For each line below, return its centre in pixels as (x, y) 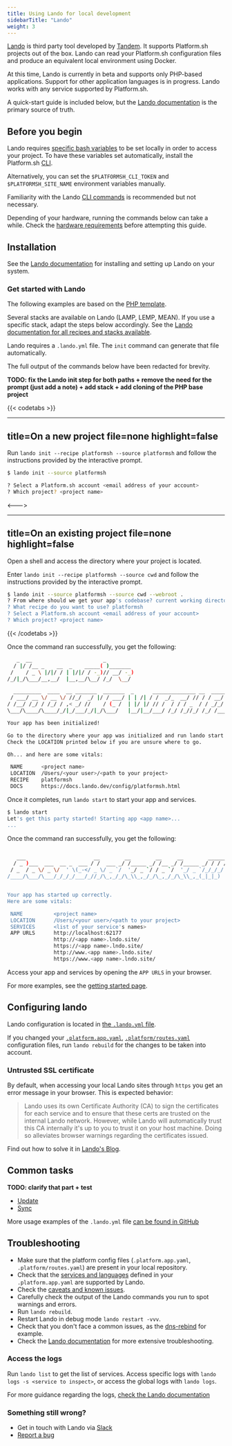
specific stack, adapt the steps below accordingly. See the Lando (100, 325)
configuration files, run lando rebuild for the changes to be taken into (107, 1045)
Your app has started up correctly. (60, 895)
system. (18, 271)
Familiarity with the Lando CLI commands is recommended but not (102, 197)
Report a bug (36, 1435)
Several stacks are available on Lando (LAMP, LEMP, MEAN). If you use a (111, 318)
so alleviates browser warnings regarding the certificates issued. (116, 1135)
